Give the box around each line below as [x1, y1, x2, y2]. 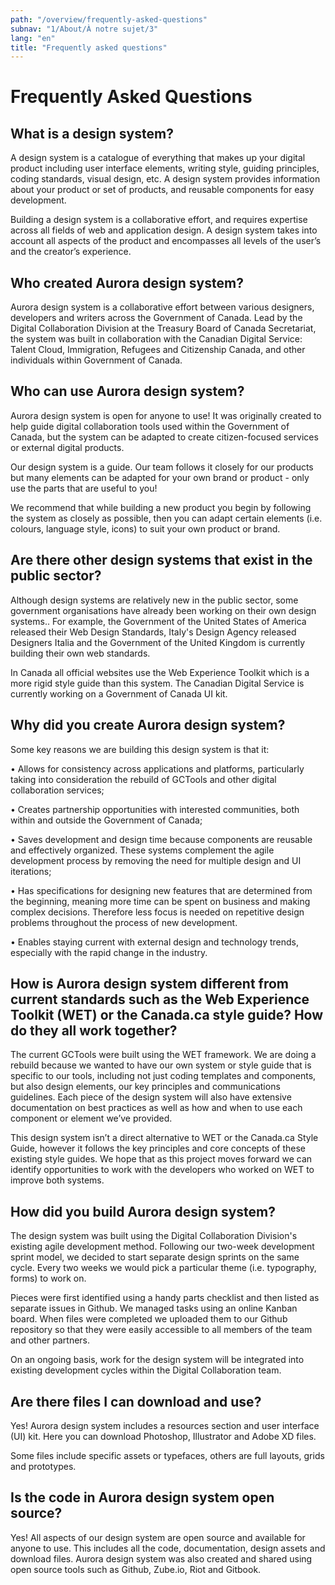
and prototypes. [10, 1460, 77, 1472]
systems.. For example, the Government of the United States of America [10, 615, 307, 627]
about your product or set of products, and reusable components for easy [10, 184, 315, 196]
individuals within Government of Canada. [10, 354, 183, 366]
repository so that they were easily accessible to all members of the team [10, 1324, 313, 1336]
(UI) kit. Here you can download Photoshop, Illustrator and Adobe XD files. [10, 1430, 317, 1442]
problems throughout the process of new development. [10, 916, 238, 928]
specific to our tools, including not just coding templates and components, [10, 1070, 317, 1082]
